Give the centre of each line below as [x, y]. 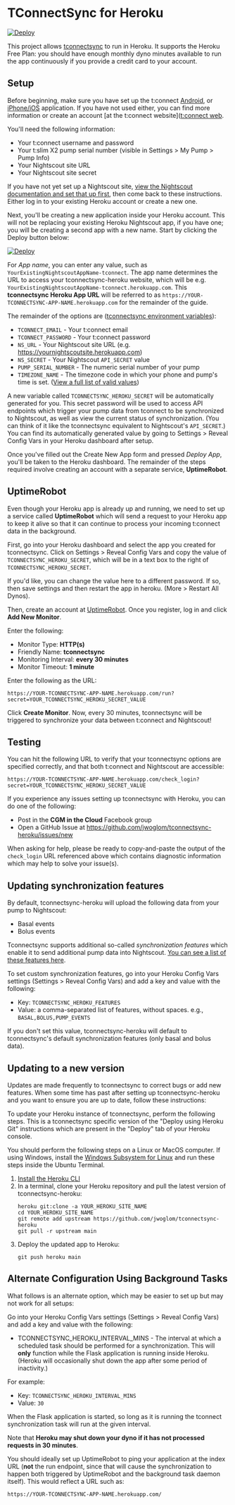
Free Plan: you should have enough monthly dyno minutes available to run [114, 54]
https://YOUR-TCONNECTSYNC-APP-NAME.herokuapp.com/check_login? [103, 780]
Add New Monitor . [34, 617]
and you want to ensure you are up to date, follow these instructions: [107, 1100]
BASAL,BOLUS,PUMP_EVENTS [54, 1018]
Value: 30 [31, 1403]
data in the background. [42, 531]
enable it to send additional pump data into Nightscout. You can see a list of [117, 953]
